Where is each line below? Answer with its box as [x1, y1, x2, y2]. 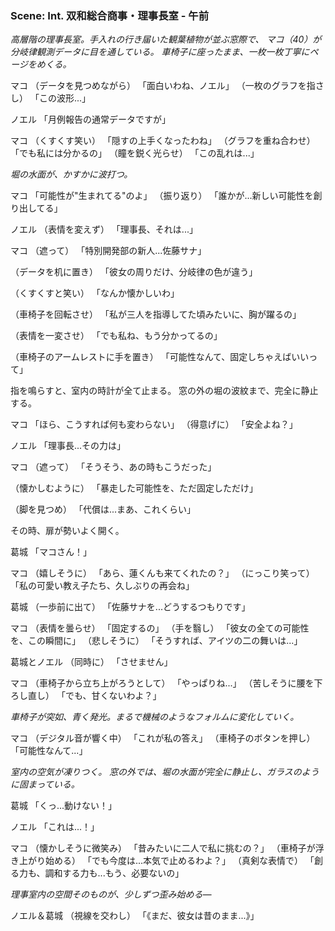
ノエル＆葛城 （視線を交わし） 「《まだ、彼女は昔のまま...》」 [10, 910, 260, 922]
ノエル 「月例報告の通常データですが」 [10, 113, 171, 126]
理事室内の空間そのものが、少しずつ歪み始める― [10, 888, 212, 901]
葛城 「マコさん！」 [10, 546, 92, 558]
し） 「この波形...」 [10, 92, 92, 104]
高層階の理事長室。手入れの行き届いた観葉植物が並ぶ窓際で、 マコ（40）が [10, 33, 322, 46]
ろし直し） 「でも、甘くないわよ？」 [10, 690, 162, 702]
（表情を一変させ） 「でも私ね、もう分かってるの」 [10, 330, 223, 342]
